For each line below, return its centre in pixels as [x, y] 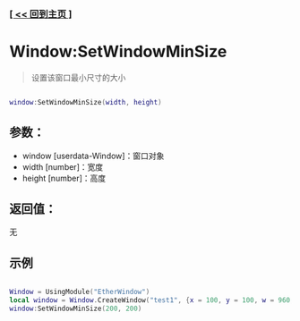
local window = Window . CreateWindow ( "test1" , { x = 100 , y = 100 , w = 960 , [152, 300]
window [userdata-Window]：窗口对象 [93, 156]
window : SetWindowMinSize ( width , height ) [86, 102]
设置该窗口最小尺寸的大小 [78, 77]
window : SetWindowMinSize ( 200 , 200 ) [76, 308]
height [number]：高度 [64, 178]
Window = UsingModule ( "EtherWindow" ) [80, 292]
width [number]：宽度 [63, 166]
